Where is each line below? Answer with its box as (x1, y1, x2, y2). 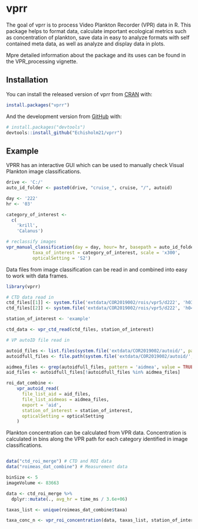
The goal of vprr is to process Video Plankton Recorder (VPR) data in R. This (6, 21, 192, 28)
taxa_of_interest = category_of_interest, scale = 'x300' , (32, 250, 181, 256)
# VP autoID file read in (6, 337, 70, 343)
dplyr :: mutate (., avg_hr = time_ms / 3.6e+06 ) (11, 496, 128, 502)
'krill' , (16, 223, 38, 228)
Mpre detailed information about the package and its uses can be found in (6, 51, 186, 58)
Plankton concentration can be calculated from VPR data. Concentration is (6, 429, 187, 436)
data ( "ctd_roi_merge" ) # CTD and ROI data (6, 458, 112, 465)
